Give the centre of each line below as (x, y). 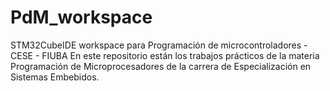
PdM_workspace (81, 17)
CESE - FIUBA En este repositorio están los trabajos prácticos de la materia (165, 55)
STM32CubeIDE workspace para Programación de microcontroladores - (159, 45)
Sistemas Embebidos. (55, 77)
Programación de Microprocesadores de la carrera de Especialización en (161, 66)
